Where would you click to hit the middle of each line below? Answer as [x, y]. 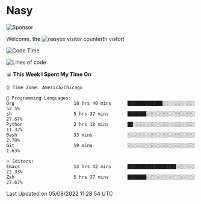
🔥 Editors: [20, 161]
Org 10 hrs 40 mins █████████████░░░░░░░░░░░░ [101, 103]
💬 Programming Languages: [39, 98]
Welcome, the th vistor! [65, 39]
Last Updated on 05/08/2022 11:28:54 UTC [60, 193]
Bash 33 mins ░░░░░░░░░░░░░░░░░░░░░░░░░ [101, 135]
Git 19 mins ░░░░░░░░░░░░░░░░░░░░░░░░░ [101, 145]
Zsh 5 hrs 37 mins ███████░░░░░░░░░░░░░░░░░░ [101, 177]
